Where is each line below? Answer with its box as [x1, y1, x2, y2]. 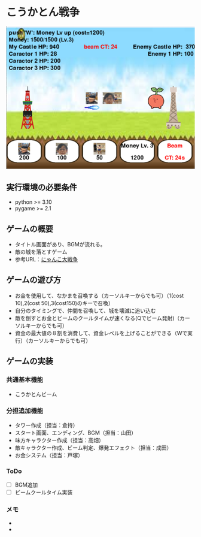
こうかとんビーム [14, 390, 57, 397]
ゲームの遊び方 [6, 275, 62, 285]
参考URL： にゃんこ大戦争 [14, 256, 78, 263]
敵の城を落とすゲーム [14, 248, 68, 255]
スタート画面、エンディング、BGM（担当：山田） [14, 429, 137, 436]
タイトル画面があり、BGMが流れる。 [14, 241, 106, 248]
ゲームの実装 [6, 356, 54, 366]
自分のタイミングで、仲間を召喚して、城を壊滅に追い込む [14, 307, 157, 314]
